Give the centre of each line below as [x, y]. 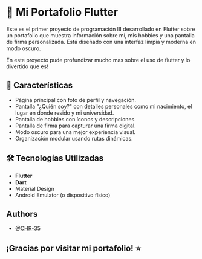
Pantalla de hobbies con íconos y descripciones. [75, 119]
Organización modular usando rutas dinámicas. [74, 138]
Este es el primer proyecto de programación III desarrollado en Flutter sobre [101, 29]
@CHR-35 [28, 228]
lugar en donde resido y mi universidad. [64, 113]
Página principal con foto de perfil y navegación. [75, 100]
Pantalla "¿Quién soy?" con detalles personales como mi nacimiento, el [103, 106]
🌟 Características [40, 85]
